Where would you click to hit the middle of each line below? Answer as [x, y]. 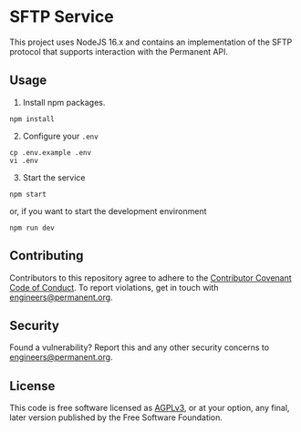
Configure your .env [60, 136]
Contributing [47, 256]
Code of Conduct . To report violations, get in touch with [114, 287]
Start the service [54, 177]
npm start [28, 194]
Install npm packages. [64, 102]
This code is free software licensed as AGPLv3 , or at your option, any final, [150, 408]
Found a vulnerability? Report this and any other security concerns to [140, 347]
